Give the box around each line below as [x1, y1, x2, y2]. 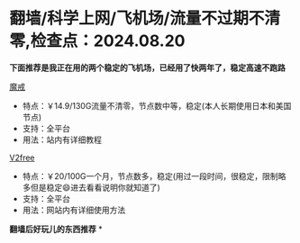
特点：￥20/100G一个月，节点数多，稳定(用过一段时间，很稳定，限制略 [22, 170, 286, 181]
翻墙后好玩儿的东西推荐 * [9, 223, 103, 234]
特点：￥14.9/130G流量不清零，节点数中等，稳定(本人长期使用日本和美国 [22, 100, 292, 111]
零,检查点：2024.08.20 [9, 31, 186, 51]
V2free [9, 152, 35, 163]
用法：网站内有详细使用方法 [22, 204, 126, 215]
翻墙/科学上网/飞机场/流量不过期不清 [9, 8, 281, 29]
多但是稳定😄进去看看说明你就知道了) [22, 182, 160, 193]
